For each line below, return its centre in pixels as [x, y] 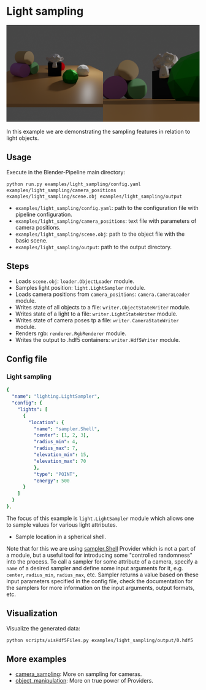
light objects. [23, 138]
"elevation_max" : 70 [60, 461]
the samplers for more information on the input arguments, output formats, [101, 587]
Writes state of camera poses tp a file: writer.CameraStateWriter [97, 320]
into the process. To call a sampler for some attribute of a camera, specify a [102, 561]
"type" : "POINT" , [56, 474]
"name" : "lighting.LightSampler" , [56, 397]
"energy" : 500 [51, 481]
